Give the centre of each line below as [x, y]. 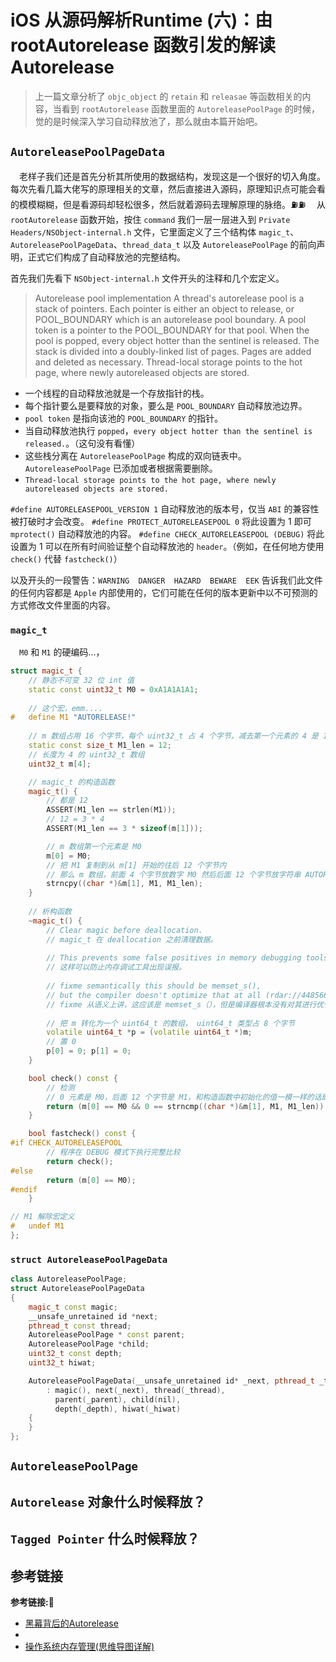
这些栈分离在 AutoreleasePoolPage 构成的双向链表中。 [135, 455]
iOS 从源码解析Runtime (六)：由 [141, 20]
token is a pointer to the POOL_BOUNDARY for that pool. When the [172, 330]
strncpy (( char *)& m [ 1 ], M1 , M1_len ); [124, 884]
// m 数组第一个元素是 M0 [94, 846]
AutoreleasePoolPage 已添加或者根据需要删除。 [121, 468]
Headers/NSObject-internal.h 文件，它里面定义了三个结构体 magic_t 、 [155, 232]
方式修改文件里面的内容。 [63, 605]
